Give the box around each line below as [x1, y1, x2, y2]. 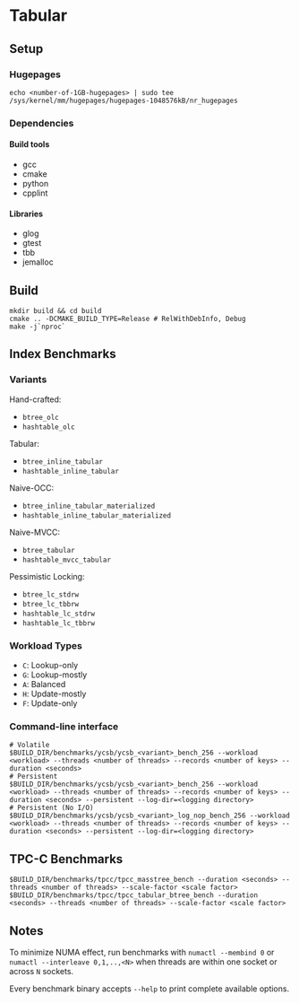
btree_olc [21, 413, 60, 422]
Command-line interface [9, 720, 119, 732]
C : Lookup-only [21, 660, 79, 670]
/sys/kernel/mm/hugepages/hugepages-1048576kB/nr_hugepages [9, 96, 239, 105]
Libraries [9, 208, 43, 219]
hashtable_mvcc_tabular [21, 555, 112, 564]
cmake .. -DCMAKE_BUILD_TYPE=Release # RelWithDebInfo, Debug [9, 315, 246, 324]
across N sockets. [9, 965, 74, 976]
